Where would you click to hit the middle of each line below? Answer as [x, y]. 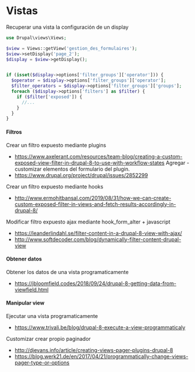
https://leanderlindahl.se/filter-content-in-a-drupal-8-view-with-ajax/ [98, 233]
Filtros [14, 132]
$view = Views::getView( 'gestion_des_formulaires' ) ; [72, 48]
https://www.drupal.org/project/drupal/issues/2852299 [81, 175]
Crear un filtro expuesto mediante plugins [56, 145]
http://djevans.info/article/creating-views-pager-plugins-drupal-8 [94, 350]
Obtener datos [24, 259]
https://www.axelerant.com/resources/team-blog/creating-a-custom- [98, 156]
